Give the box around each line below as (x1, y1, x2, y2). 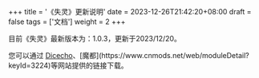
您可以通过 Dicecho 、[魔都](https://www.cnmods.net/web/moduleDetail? (8, 51, 250, 60)
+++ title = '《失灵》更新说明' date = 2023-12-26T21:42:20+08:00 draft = (8, 7, 252, 16)
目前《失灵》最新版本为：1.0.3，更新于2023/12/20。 (8, 34, 182, 43)
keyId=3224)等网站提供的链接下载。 (8, 60, 128, 70)
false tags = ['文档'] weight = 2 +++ (8, 17, 126, 26)
